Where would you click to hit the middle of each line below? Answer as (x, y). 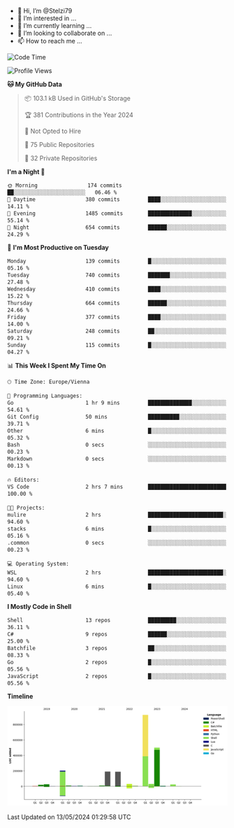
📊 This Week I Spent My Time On (57, 365)
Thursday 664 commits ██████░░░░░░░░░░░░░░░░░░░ (117, 303)
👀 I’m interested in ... (47, 18)
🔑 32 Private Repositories (61, 158)
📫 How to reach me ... (50, 41)
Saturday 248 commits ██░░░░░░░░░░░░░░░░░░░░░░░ (117, 331)
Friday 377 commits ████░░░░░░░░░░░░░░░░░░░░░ (117, 317)
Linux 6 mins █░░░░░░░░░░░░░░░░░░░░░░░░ (117, 587)
